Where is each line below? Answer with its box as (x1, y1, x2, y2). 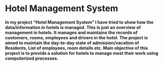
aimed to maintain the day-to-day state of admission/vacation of (5, 40, 140, 46)
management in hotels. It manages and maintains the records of (5, 30, 138, 35)
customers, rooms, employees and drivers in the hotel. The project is (5, 34, 148, 40)
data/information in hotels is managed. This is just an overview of (5, 24, 141, 30)
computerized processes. (5, 55, 59, 61)
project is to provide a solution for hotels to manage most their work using (5, 50, 159, 56)
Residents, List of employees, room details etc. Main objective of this (5, 45, 148, 51)
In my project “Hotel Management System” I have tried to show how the (5, 19, 154, 25)
